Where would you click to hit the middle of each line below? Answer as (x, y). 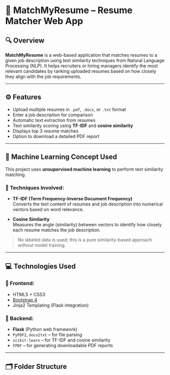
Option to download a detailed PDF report (56, 136)
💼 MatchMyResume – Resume (69, 10)
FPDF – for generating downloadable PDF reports (63, 345)
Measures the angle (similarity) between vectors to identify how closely (87, 224)
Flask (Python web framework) (45, 329)
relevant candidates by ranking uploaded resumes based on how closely (81, 71)
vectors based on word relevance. (48, 209)
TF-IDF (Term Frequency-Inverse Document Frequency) (72, 198)
